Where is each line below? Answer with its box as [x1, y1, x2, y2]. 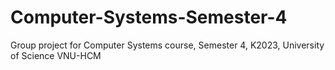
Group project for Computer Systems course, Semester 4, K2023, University [10, 39, 325, 51]
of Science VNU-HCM [10, 49, 102, 61]
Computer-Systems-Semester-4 [10, 6, 288, 29]
